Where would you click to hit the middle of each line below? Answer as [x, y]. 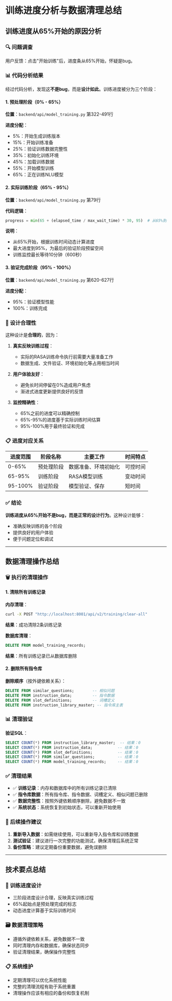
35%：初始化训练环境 [36, 155]
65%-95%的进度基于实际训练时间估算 [60, 420]
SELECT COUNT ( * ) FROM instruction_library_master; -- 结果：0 [73, 743]
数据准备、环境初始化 [94, 467]
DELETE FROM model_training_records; [46, 645]
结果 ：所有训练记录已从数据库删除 [41, 656]
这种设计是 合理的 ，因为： [32, 335]
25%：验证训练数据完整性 [40, 149]
